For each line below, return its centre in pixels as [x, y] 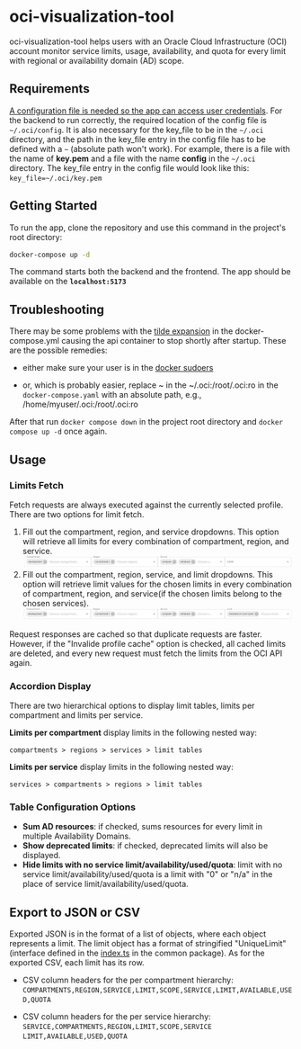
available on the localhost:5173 [68, 282]
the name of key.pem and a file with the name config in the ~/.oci [133, 158]
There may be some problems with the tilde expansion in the [121, 331]
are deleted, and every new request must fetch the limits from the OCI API [146, 653]
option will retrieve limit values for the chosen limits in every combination [157, 584]
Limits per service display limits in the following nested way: [121, 767]
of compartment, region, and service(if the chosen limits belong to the [152, 593]
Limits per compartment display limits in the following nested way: [133, 732]
